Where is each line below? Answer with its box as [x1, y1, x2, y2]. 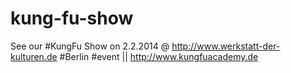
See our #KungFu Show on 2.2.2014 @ [10, 40, 170, 52]
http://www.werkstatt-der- [171, 40, 281, 52]
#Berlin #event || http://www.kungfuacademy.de [59, 50, 259, 62]
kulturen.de [10, 50, 58, 62]
